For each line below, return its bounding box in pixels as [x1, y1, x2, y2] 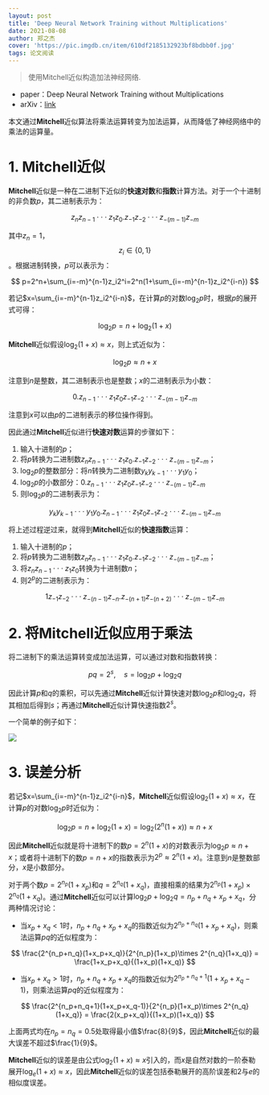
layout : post [8, 11, 52, 20]
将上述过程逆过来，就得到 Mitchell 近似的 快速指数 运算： [8, 525, 191, 535]
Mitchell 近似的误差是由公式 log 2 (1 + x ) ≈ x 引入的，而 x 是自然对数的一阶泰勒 [8, 1055, 255, 1067]
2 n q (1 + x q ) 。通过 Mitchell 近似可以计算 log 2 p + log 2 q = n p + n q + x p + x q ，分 [8, 890, 257, 903]
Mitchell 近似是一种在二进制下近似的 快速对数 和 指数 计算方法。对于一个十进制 [8, 186, 261, 196]
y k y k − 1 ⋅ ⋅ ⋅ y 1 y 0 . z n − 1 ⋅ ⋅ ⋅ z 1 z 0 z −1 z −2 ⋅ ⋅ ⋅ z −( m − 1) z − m [49, 506, 221, 518]
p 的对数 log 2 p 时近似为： [22, 803, 102, 814]
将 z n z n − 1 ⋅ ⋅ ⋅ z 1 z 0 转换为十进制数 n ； [19, 564, 140, 575]
